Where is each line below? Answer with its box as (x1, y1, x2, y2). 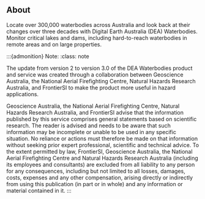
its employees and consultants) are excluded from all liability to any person (6, 160, 195, 168)
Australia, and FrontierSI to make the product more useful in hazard (6, 84, 176, 91)
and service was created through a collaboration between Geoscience (6, 70, 184, 78)
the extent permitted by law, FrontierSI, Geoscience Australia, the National (6, 148, 193, 155)
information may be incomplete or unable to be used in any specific (6, 128, 176, 135)
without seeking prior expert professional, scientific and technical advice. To (6, 141, 199, 149)
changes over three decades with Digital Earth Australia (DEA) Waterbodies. (6, 28, 198, 35)
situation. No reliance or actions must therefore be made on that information (6, 135, 198, 142)
